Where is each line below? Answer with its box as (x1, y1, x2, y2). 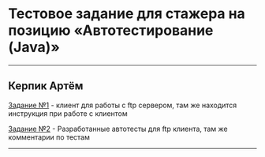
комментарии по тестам (8, 132, 91, 142)
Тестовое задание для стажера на (8, 5, 246, 23)
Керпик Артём (8, 80, 84, 93)
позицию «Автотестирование (8, 21, 214, 39)
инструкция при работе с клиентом (8, 108, 128, 118)
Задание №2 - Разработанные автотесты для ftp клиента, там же (8, 124, 228, 133)
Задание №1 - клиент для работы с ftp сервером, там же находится (8, 100, 237, 110)
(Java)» (8, 39, 61, 56)
